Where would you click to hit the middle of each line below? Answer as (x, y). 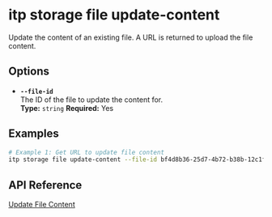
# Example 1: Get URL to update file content (86, 152)
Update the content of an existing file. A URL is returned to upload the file (131, 37)
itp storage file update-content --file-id (83, 160)
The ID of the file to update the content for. (91, 100)
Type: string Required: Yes (67, 108)
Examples (34, 134)
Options (29, 72)
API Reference (45, 185)
